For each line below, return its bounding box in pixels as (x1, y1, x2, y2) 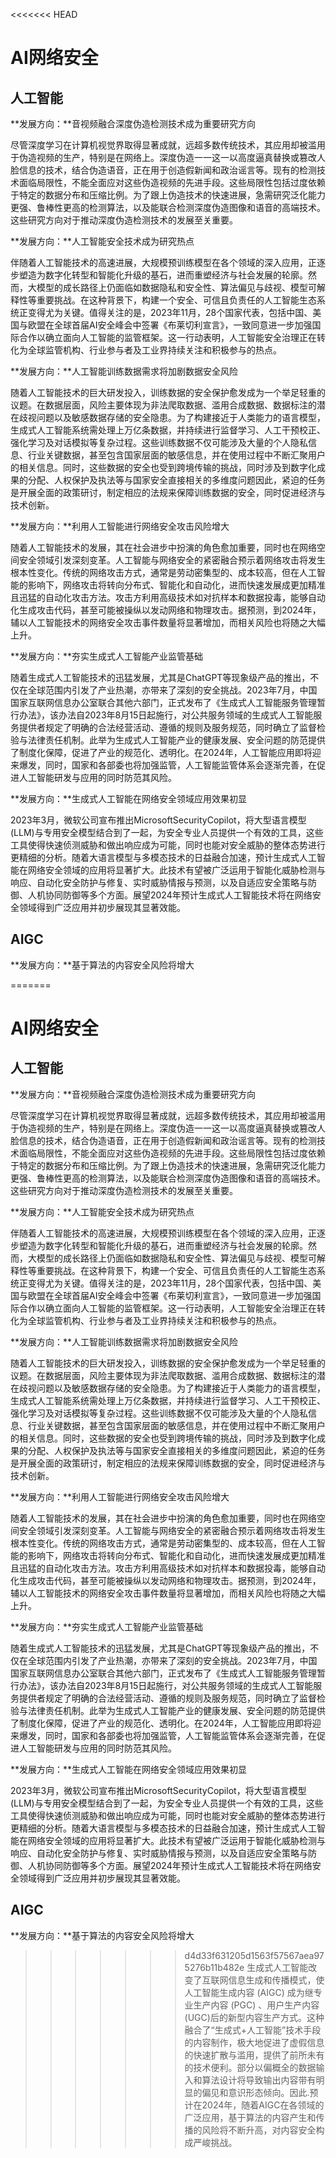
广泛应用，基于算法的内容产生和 (184, 2111, 317, 2123)
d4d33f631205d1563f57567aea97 (184, 1949, 325, 1961)
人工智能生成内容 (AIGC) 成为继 (184, 1986, 314, 1998)
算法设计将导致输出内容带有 (201, 2074, 317, 2086)
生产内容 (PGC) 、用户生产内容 (193, 1999, 320, 2011)
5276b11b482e (184, 1961, 245, 1973)
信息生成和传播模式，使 (228, 1974, 325, 1986)
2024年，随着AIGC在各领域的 (201, 2099, 325, 2111)
